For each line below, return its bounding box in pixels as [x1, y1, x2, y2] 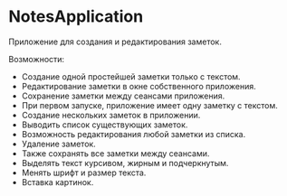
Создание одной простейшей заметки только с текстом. [21, 70, 241, 82]
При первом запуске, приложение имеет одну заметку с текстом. [21, 99, 278, 110]
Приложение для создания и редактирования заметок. [8, 36, 223, 47]
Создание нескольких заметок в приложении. [21, 109, 201, 120]
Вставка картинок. [21, 176, 94, 187]
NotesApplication [8, 6, 144, 27]
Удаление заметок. [21, 138, 96, 149]
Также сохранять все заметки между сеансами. [21, 147, 210, 159]
